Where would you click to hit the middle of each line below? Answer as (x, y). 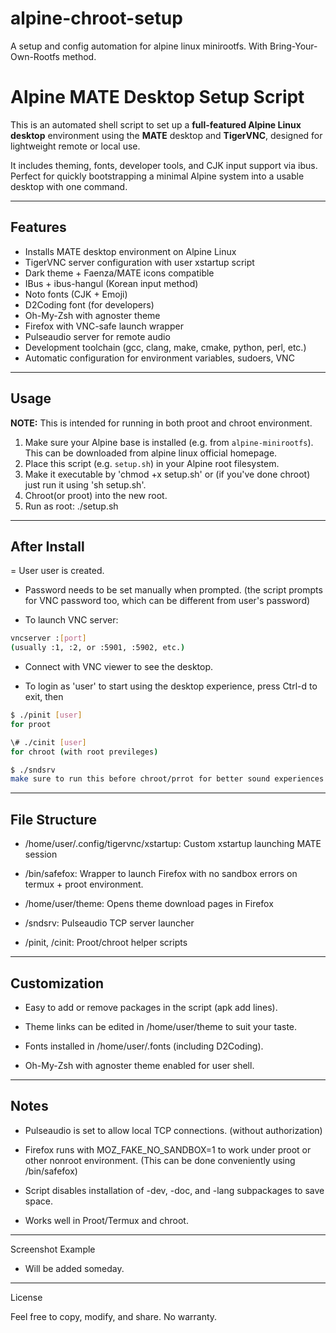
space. (38, 1201)
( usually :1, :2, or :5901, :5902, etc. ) (98, 648)
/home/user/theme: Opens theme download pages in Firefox (149, 904)
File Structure (53, 819)
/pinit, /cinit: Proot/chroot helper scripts (106, 943)
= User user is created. (57, 571)
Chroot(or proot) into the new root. (96, 495)
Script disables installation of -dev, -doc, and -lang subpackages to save (174, 1190)
